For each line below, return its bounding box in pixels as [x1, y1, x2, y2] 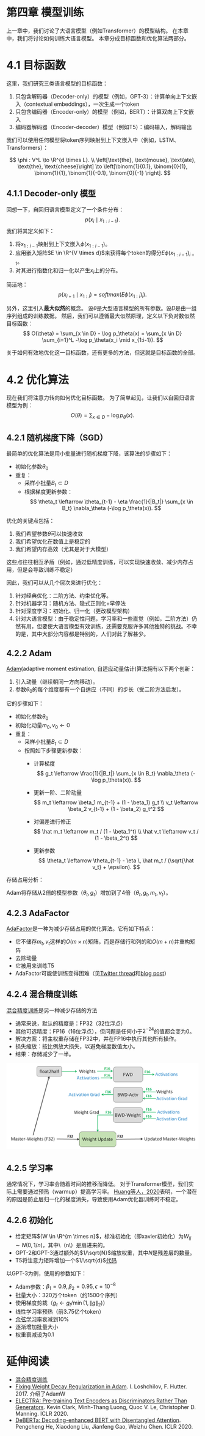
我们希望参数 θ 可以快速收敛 [15, 530, 84, 537]
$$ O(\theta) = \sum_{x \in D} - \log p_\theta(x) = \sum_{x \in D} [23, 330, 182, 337]
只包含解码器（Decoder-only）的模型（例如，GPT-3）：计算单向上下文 [15, 92, 192, 100]
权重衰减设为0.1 [15, 1331, 54, 1338]
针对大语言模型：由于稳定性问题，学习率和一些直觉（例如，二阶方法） [15, 615, 192, 622]
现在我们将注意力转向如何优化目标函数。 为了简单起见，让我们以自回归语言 [6, 394, 195, 401]
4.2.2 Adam [6, 648, 52, 658]
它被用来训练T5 [15, 962, 55, 969]
